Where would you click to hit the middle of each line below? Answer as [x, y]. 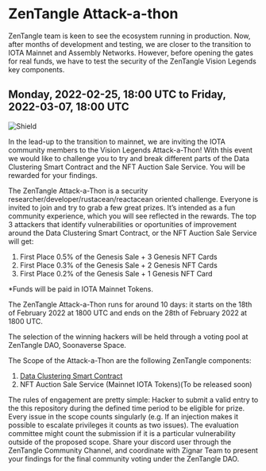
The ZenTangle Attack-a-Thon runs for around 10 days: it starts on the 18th [130, 304]
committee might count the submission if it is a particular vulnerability [122, 433]
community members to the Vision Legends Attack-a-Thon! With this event [130, 150]
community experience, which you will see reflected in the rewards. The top [132, 216]
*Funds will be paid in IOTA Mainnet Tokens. [81, 289]
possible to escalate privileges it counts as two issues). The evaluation [123, 425]
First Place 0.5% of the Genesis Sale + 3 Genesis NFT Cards [118, 257]
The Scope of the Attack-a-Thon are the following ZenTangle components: [130, 360]
